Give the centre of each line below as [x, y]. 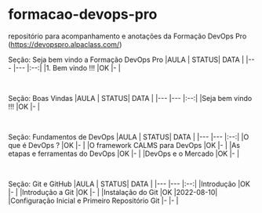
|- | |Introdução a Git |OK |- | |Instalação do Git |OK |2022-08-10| [113, 192]
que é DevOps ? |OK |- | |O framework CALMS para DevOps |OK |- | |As [124, 145]
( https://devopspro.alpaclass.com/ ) [65, 44]
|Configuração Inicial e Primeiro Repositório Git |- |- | [93, 200]
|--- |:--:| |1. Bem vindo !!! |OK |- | [67, 67]
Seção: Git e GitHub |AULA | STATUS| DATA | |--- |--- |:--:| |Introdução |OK [129, 184]
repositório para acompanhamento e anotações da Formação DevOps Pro [127, 36]
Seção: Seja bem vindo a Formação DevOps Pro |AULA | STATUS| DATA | [126, 60]
